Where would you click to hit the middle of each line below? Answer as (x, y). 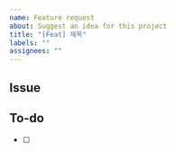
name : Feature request (52, 18)
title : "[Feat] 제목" (48, 34)
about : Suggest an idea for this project (88, 26)
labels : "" (30, 43)
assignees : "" (36, 51)
